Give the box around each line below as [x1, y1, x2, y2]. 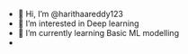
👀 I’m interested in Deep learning [17, 18, 139, 29]
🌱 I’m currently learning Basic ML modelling [17, 28, 180, 38]
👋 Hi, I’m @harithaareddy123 [17, 9, 124, 19]
